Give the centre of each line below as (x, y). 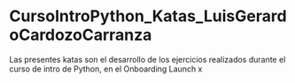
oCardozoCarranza (81, 35)
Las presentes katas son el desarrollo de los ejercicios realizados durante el (147, 59)
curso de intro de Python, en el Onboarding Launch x (106, 69)
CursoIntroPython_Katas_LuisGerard (148, 16)
